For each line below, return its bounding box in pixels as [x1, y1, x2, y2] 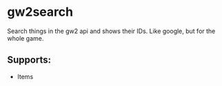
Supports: [7, 54, 52, 66]
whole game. [7, 34, 44, 42]
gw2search [7, 4, 74, 20]
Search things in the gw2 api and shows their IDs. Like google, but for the [7, 27, 216, 35]
